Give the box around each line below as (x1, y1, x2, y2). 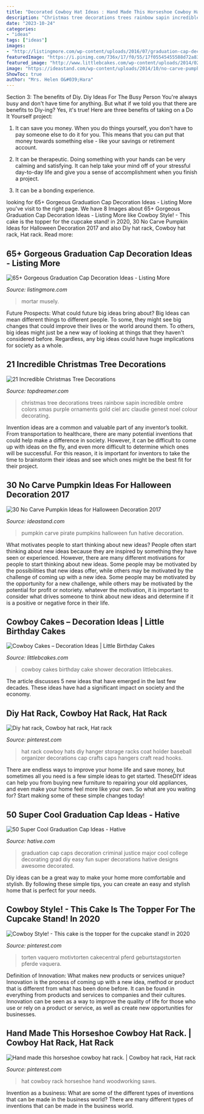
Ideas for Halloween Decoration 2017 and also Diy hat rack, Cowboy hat (6, 224, 186, 232)
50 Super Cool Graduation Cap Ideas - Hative (6, 810, 180, 820)
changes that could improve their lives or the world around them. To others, (6, 322, 195, 329)
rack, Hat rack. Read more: (6, 231, 73, 238)
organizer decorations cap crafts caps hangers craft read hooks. (21, 754, 183, 762)
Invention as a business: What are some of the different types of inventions (6, 1089, 194, 1096)
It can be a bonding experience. (15, 187, 95, 194)
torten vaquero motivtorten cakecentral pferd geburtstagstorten (21, 954, 181, 961)
